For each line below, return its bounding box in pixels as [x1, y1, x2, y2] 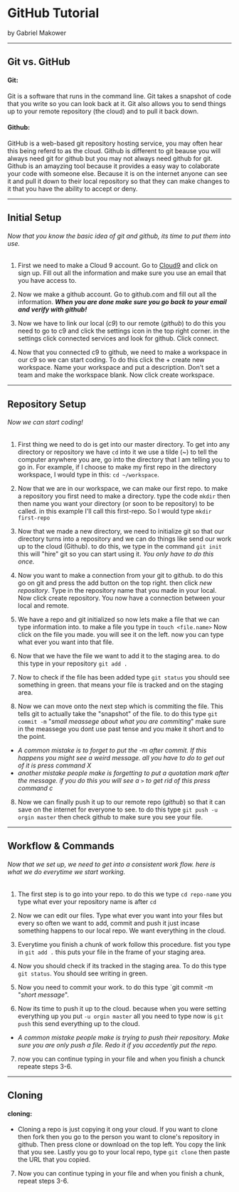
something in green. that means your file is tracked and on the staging [17, 680, 224, 689]
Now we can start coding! [7, 418, 83, 427]
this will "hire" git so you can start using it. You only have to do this [17, 549, 214, 558]
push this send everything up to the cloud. [17, 1019, 140, 1027]
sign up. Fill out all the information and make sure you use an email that [17, 269, 226, 277]
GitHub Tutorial [7, 5, 100, 21]
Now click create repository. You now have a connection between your [17, 594, 225, 602]
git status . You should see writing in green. [17, 969, 148, 978]
